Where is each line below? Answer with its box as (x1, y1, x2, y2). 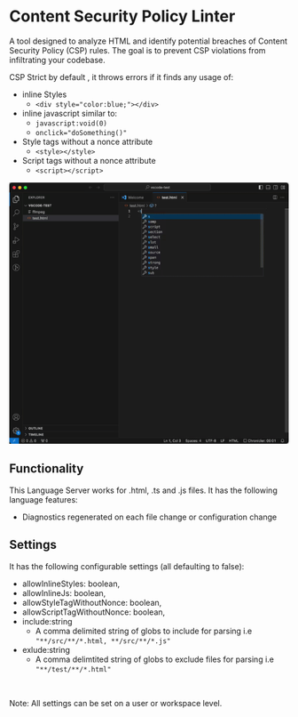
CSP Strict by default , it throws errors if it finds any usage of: (9, 71, 234, 82)
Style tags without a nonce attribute (21, 136, 153, 147)
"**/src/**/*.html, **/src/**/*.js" (35, 636, 171, 646)
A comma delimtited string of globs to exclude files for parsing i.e (35, 654, 275, 665)
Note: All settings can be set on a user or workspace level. (9, 697, 223, 708)
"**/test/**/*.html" (35, 665, 112, 673)
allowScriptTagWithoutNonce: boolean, (21, 607, 166, 617)
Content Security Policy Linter (9, 6, 236, 27)
